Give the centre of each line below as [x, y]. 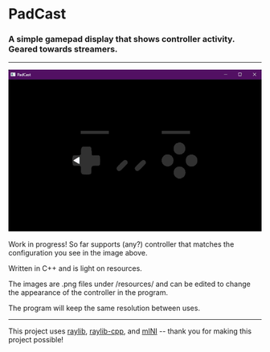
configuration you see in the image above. [78, 253]
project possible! [36, 340]
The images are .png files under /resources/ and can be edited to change [129, 284]
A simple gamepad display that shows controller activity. [122, 39]
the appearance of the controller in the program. [88, 293]
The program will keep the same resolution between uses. [104, 308]
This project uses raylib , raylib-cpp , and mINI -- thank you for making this [130, 331]
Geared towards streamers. [63, 49]
